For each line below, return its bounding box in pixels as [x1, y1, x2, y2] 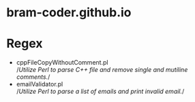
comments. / [16, 73, 50, 81]
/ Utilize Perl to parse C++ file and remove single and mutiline [16, 66, 188, 74]
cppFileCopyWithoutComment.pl [16, 58, 108, 67]
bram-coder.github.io [6, 5, 132, 20]
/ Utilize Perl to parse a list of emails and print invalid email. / [16, 87, 185, 96]
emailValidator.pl [16, 80, 63, 88]
